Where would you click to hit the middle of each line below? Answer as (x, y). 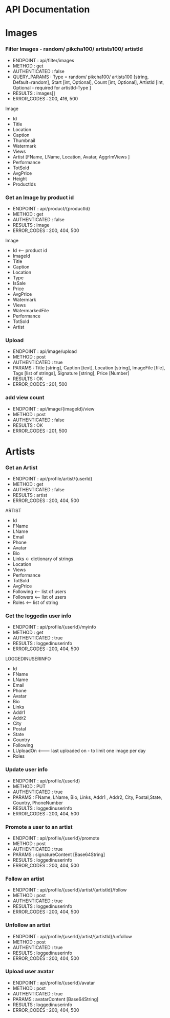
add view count (25, 398)
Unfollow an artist (28, 925)
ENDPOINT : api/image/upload (45, 351)
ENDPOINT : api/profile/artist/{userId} (52, 479)
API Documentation (48, 10)
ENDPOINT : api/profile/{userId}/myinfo (54, 627)
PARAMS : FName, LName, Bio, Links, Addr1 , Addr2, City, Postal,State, (87, 797)
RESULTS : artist (30, 495)
